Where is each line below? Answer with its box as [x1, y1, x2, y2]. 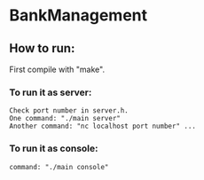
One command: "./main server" [9, 114, 122, 123]
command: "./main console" [9, 162, 109, 171]
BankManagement [9, 5, 148, 26]
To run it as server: [9, 86, 92, 98]
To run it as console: [9, 143, 98, 155]
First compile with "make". [9, 64, 105, 74]
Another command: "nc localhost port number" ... [9, 121, 197, 131]
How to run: [9, 41, 75, 56]
